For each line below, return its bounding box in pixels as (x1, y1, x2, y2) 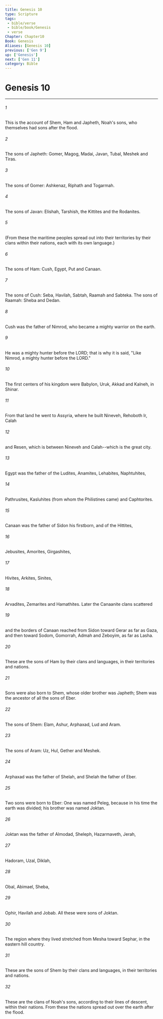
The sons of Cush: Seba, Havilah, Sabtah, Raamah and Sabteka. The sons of (5, 292, 158, 298)
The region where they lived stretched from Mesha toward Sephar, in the (5, 936, 150, 942)
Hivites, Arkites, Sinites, (5, 575, 52, 581)
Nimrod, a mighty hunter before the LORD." (5, 355, 91, 361)
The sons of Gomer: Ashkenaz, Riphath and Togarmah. (5, 182, 115, 188)
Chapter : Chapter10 (5, 35, 45, 39)
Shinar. (5, 387, 19, 392)
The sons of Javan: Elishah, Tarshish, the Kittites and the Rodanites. (5, 209, 141, 214)
